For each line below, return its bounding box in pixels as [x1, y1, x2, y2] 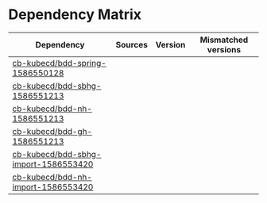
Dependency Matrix [8, 6, 141, 24]
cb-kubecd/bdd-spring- [12, 57, 107, 68]
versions [207, 44, 241, 55]
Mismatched [199, 34, 249, 45]
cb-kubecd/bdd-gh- [12, 125, 93, 136]
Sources [115, 39, 149, 50]
